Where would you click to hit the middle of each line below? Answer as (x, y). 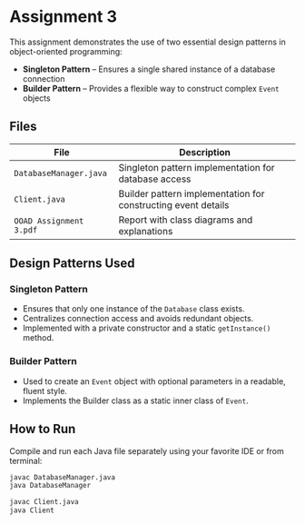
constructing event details (174, 204)
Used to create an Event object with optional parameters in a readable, (154, 381)
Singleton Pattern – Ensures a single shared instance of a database (149, 69)
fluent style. (45, 391)
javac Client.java (44, 502)
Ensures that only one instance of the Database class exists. (133, 309)
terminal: (26, 460)
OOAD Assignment (49, 221)
